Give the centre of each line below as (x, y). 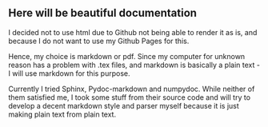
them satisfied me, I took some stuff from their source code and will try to (129, 97)
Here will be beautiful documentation (103, 13)
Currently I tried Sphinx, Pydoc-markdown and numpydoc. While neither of (132, 89)
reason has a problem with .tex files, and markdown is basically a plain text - (134, 65)
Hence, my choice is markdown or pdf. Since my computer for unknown (127, 56)
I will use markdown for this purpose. (69, 73)
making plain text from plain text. (62, 114)
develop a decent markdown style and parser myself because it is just (124, 105)
